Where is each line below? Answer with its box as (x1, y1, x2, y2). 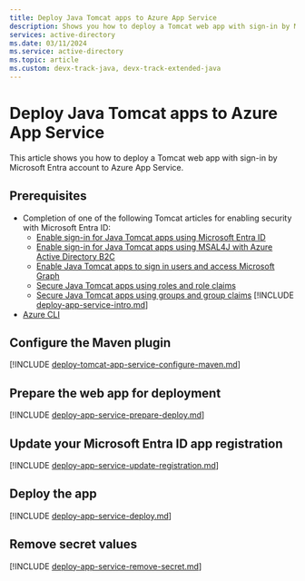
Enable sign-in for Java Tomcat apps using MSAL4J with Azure (35, 241, 273, 252)
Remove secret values (9, 537, 138, 552)
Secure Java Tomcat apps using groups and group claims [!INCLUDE (35, 290, 295, 300)
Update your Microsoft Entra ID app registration (9, 436, 283, 451)
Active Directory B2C (35, 251, 115, 261)
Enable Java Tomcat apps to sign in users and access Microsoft (35, 261, 275, 271)
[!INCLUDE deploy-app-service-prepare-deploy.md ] (9, 409, 205, 420)
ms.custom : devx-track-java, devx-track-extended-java (9, 64, 221, 74)
